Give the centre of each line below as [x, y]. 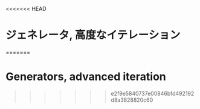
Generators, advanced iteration [86, 77]
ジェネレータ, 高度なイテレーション [93, 35]
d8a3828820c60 [132, 100]
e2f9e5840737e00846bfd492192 [153, 93]
